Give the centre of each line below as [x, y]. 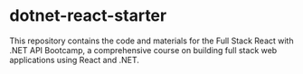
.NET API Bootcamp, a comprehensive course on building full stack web [143, 50]
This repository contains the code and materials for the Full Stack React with [151, 41]
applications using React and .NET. [75, 60]
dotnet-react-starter [88, 16]
